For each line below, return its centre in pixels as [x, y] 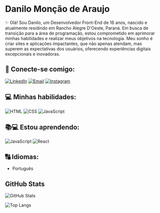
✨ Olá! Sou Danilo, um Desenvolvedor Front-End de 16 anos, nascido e [76, 22]
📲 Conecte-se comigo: [40, 69]
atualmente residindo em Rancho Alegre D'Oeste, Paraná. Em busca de [77, 28]
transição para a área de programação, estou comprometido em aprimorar [80, 33]
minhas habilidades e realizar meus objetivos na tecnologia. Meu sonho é [79, 38]
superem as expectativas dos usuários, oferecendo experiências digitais [78, 49]
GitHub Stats [25, 184]
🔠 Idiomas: [22, 157]
